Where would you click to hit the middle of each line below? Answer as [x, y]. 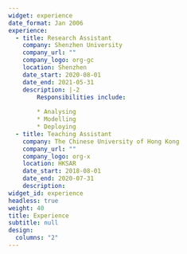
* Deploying [57, 127]
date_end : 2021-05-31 [58, 82]
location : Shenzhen [55, 68]
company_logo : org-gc [58, 61]
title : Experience [39, 216]
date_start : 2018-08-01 [62, 171]
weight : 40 [26, 208]
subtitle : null [33, 223]
